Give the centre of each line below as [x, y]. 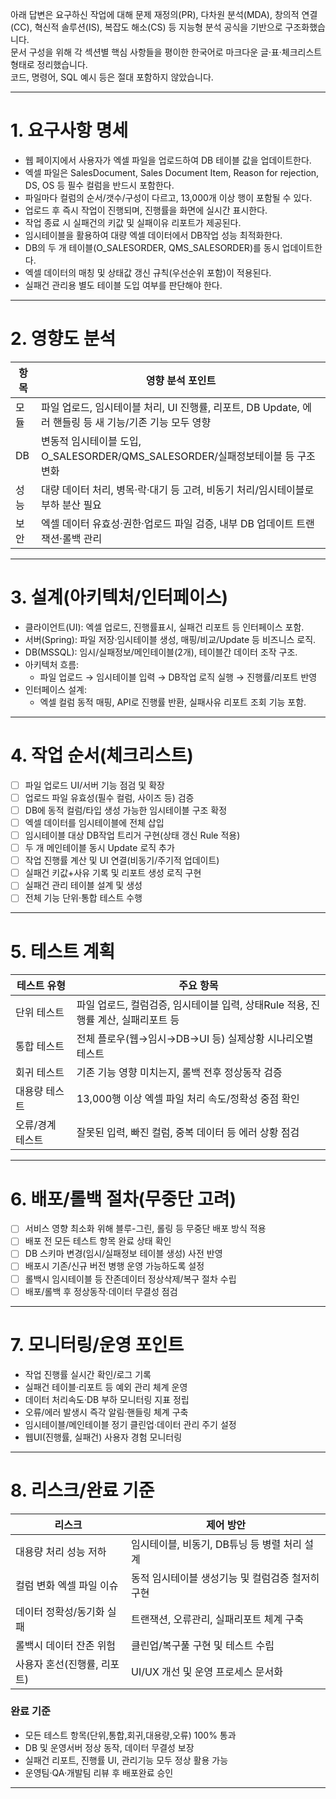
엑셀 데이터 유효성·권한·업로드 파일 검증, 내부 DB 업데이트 [167, 523]
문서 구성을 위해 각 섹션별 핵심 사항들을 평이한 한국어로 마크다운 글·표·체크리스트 [166, 52]
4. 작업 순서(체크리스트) [102, 755]
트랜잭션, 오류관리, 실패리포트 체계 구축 [218, 1619]
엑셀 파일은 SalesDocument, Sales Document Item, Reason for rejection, [172, 172]
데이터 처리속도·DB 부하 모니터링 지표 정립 [107, 1399]
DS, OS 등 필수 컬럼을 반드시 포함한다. [99, 185]
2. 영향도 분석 [63, 339]
